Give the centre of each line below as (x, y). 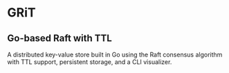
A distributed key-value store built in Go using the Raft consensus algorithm (115, 54)
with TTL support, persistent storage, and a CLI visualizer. (90, 62)
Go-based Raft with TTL (59, 38)
